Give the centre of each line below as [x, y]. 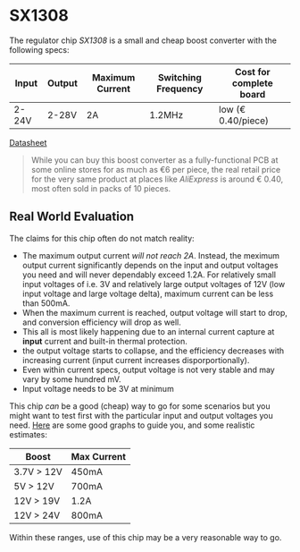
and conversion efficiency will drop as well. [101, 322]
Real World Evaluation [72, 217]
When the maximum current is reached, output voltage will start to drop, [155, 312]
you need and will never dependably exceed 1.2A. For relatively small [149, 275]
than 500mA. [46, 303]
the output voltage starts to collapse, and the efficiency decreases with [153, 351]
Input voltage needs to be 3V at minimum [98, 388]
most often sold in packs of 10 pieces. [101, 188]
